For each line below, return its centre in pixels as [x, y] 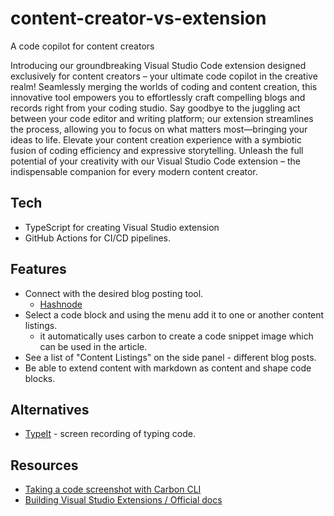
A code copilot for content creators [82, 46]
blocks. [40, 378]
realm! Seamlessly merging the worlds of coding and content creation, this [164, 86]
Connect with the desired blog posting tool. [114, 293]
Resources [44, 465]
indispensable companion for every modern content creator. [134, 171]
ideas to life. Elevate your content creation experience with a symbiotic [156, 139]
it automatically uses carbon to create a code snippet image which [176, 336]
